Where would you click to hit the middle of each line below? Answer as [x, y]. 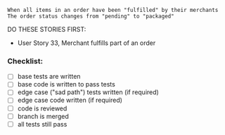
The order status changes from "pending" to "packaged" [91, 16]
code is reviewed [42, 108]
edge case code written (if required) [70, 100]
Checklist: [25, 61]
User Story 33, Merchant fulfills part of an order [86, 43]
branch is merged [43, 116]
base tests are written [49, 77]
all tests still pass [42, 124]
